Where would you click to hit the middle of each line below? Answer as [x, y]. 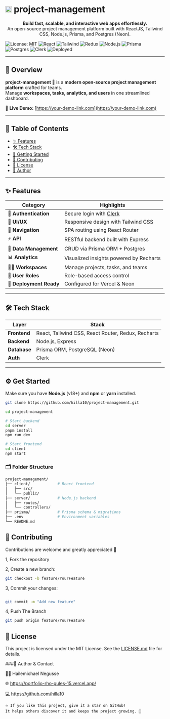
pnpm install [19, 430]
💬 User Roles [24, 276]
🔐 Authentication [29, 214]
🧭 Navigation [24, 230]
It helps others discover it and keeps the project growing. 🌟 [73, 711]
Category [34, 205]
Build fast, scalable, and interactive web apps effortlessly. [85, 23]
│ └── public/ [22, 493]
